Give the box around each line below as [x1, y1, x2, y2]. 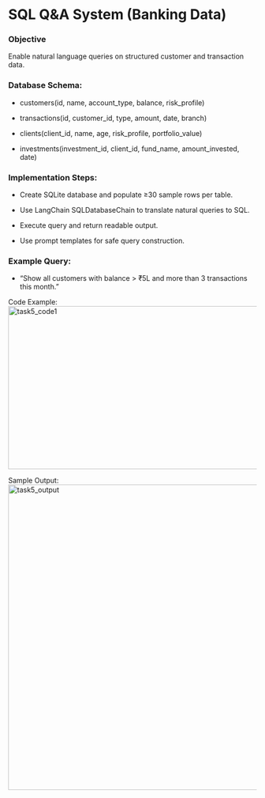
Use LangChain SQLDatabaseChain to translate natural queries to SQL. [19, 206, 250, 215]
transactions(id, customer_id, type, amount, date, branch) [19, 113, 207, 123]
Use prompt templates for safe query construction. [19, 236, 185, 246]
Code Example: [8, 297, 58, 307]
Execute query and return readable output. [19, 221, 159, 230]
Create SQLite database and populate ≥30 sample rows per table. [19, 190, 233, 199]
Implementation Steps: [8, 172, 98, 183]
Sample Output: [8, 476, 59, 486]
